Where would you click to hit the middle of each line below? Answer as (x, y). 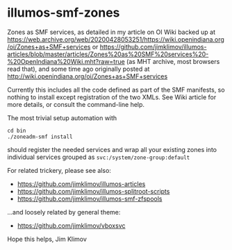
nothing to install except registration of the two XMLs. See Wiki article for (112, 97)
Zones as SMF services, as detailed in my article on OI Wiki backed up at (111, 32)
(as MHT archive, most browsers (173, 61)
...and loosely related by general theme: (64, 212)
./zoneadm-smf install (40, 137)
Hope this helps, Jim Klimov (47, 239)
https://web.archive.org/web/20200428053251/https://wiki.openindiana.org (116, 39)
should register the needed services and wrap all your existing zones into (112, 149)
